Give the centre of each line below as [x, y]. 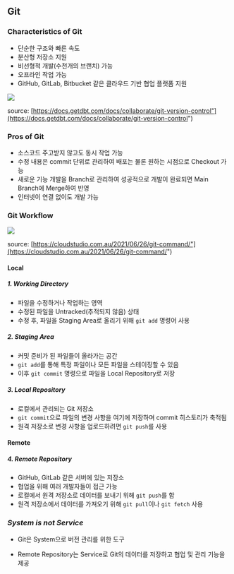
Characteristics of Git [45, 32]
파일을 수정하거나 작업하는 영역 [60, 302]
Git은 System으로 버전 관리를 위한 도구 [71, 539]
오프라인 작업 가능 [42, 74]
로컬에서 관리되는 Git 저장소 [55, 408]
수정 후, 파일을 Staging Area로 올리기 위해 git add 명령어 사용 [104, 320]
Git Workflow [30, 215]
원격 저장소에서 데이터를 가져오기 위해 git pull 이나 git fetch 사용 [110, 504]
